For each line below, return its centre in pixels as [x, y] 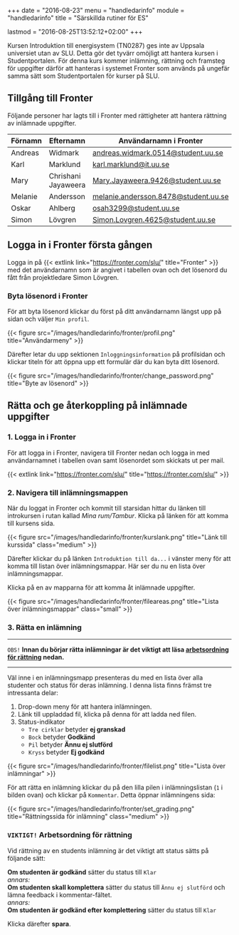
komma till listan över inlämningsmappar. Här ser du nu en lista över [107, 566]
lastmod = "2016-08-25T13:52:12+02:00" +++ [75, 32]
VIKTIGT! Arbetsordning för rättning [70, 835]
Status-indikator [41, 722]
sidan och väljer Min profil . [48, 319]
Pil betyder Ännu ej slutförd [70, 744]
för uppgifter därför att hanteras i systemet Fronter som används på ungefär [118, 68]
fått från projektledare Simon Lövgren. [63, 277]
